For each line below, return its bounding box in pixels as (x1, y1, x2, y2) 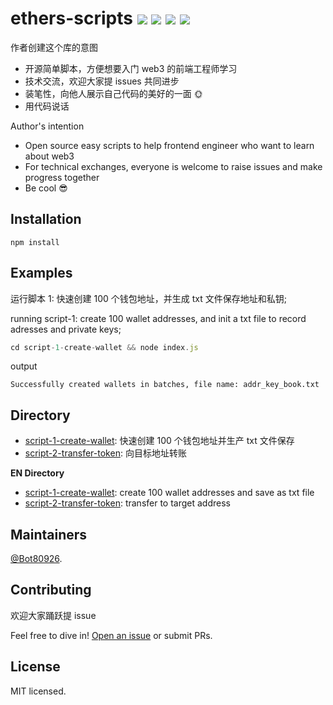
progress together (24, 171, 100, 183)
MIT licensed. (10, 685, 67, 697)
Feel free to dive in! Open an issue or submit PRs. (10, 629, 213, 641)
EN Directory (10, 467, 65, 479)
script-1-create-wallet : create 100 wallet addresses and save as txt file (24, 487, 315, 499)
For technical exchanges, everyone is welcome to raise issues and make (24, 160, 323, 172)
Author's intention (10, 120, 85, 132)
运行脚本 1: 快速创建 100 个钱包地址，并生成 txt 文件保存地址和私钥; (10, 292, 288, 304)
